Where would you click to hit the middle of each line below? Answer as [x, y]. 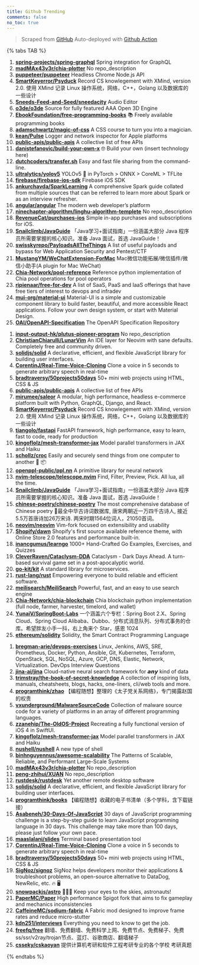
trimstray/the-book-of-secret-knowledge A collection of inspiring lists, [103, 678]
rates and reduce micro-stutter [53, 917]
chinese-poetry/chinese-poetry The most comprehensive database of [102, 504]
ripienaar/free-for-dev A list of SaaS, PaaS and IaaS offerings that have [103, 285]
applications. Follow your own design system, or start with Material [97, 310]
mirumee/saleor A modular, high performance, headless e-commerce [100, 397]
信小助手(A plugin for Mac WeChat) [58, 266]
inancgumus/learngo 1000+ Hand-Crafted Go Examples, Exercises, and [103, 544]
